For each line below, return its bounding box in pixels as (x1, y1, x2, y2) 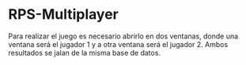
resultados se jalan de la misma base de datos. (8, 48, 161, 57)
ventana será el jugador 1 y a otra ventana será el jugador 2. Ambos (8, 39, 229, 49)
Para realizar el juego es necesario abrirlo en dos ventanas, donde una (8, 31, 239, 41)
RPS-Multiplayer (8, 5, 119, 23)
